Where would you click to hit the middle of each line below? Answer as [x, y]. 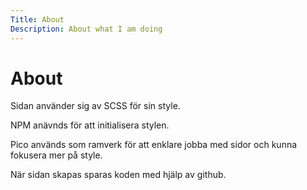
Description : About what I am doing [86, 29]
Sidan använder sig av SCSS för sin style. [95, 106]
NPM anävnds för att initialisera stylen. [90, 125]
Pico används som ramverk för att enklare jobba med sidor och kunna [154, 145]
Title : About [37, 19]
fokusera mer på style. [56, 155]
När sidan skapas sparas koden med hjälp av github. [118, 175]
